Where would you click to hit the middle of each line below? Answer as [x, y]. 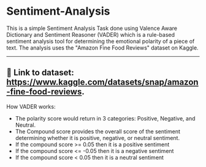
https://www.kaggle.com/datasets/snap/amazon [102, 82]
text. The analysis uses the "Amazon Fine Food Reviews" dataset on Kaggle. [102, 48]
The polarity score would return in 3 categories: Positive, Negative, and [105, 118]
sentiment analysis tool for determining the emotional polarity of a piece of [101, 41]
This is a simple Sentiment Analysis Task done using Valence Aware [92, 28]
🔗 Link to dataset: [40, 72]
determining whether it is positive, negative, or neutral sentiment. [97, 138]
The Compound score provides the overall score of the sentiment [98, 131]
